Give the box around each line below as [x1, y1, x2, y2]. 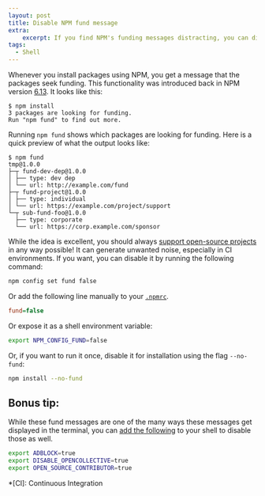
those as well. [8, 434, 54, 444]
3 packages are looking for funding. [8, 109, 132, 117]
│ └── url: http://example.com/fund [8, 181, 129, 189]
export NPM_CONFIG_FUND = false [8, 336, 108, 344]
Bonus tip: [8, 396, 60, 410]
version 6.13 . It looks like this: [8, 87, 103, 96]
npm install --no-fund [8, 374, 83, 382]
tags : [8, 41, 26, 49]
